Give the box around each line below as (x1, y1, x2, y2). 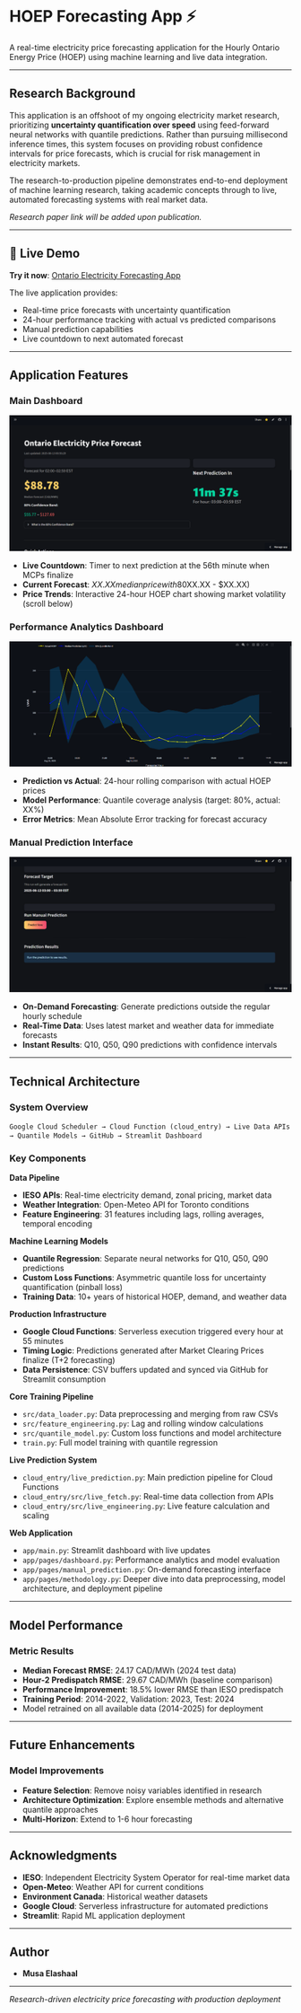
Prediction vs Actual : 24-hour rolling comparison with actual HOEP (21, 776, 271, 787)
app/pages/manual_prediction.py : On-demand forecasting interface (21, 1564, 271, 1575)
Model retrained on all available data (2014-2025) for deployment (21, 1703, 264, 1714)
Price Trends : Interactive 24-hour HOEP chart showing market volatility (21, 588, 287, 599)
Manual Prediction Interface (9, 836, 133, 848)
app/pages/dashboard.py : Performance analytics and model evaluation (21, 1554, 280, 1566)
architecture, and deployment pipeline (21, 1583, 163, 1594)
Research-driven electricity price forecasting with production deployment (9, 1994, 281, 2005)
